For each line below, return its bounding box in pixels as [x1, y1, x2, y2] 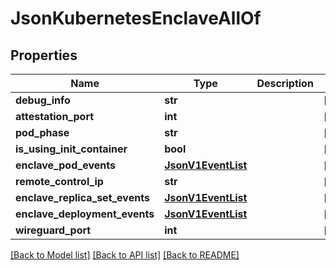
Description [256, 77, 314, 90]
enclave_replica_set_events [15, 191, 150, 204]
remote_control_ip [15, 175, 104, 188]
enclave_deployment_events [15, 207, 155, 221]
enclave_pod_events [15, 158, 116, 172]
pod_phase [15, 126, 70, 139]
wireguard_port [15, 223, 92, 237]
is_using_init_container [15, 142, 128, 156]
